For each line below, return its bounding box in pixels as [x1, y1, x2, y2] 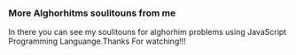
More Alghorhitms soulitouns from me [8, 7, 176, 19]
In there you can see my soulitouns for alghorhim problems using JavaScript [8, 27, 287, 38]
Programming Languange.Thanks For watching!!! [8, 36, 187, 46]
